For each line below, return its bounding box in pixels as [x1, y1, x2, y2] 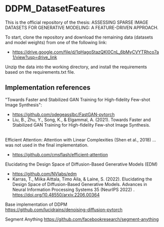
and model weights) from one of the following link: [5, 39, 107, 45]
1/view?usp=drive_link [12, 54, 58, 60]
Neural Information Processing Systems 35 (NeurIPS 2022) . [12, 186, 135, 192]
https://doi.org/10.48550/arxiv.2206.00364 [12, 191, 100, 198]
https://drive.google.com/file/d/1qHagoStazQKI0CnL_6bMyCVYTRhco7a [12, 49, 159, 55]
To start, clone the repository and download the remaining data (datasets [5, 34, 154, 40]
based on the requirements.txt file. [5, 69, 75, 75]
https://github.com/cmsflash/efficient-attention [12, 151, 108, 157]
